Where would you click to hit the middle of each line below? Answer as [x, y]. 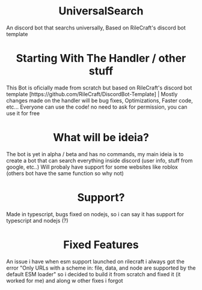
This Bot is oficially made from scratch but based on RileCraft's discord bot [99, 88]
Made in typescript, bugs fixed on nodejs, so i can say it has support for [95, 214]
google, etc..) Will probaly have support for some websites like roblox [92, 167]
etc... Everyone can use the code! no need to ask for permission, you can [97, 107]
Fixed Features [101, 245]
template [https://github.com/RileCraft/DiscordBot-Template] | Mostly [92, 94]
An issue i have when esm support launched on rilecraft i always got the [95, 261]
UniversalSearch [101, 11]
